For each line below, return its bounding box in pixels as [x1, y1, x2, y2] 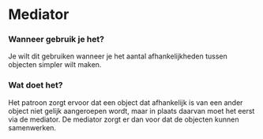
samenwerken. [8, 122, 57, 132]
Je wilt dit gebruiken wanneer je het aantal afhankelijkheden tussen [8, 51, 227, 61]
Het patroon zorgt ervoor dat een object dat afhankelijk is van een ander [8, 97, 243, 107]
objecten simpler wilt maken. [8, 60, 102, 69]
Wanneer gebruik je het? [8, 34, 105, 45]
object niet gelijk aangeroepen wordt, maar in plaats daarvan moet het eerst [8, 106, 255, 115]
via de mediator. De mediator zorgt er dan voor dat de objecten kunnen [8, 115, 239, 124]
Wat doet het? [8, 80, 63, 91]
